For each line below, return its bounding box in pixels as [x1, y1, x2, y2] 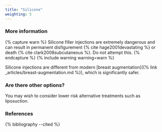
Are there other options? [5, 81, 65, 88]
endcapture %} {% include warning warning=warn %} [5, 54, 114, 60]
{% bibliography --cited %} [5, 121, 60, 128]
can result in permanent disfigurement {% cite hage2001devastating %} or [5, 44, 156, 50]
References [5, 110, 33, 117]
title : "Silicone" [5, 7, 43, 12]
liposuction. [5, 98, 29, 104]
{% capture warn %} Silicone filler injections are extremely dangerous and [5, 39, 156, 45]
